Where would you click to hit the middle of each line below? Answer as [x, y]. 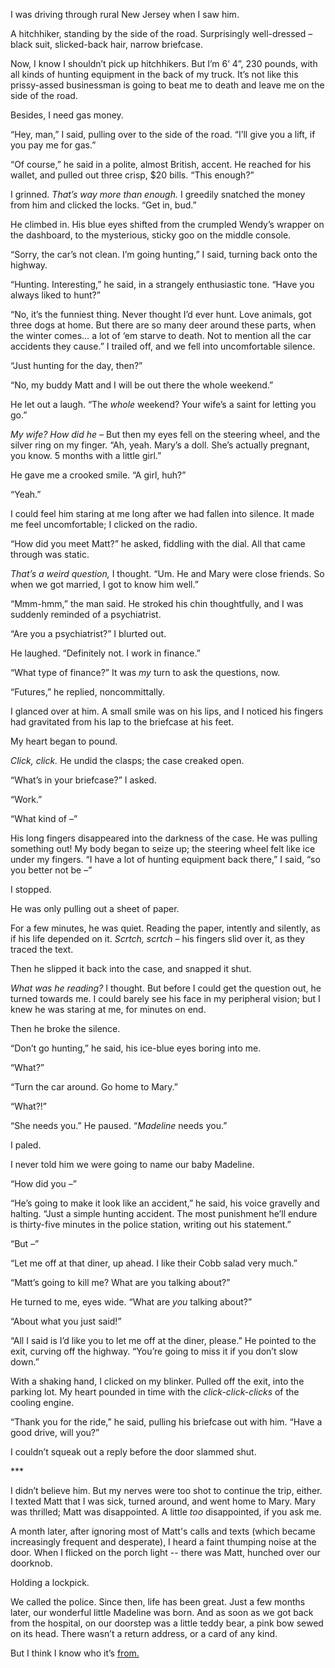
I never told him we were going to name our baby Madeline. [132, 1164]
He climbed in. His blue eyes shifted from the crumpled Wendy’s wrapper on [167, 224]
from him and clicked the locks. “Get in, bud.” [103, 205]
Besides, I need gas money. [67, 115]
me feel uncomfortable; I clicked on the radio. [104, 524]
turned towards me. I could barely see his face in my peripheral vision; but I [165, 998]
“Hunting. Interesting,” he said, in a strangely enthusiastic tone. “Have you [162, 284]
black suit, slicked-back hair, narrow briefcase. [106, 44]
